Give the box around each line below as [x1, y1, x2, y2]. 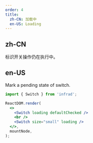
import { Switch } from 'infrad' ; [5, 91, 77, 97]
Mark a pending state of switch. [5, 82, 71, 88]
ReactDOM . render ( [5, 101, 41, 106]
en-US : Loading [9, 21, 41, 27]
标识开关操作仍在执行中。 [5, 54, 58, 60]
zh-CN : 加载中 [9, 17, 37, 22]
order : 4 [5, 7, 23, 13]
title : [5, 12, 19, 17]
